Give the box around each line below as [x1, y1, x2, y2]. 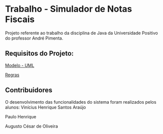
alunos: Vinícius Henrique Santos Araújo [5, 104, 86, 110]
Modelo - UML [5, 62, 34, 68]
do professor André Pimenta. [5, 35, 64, 41]
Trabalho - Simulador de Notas [5, 3, 132, 15]
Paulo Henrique [5, 113, 37, 119]
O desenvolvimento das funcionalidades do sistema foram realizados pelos [5, 99, 157, 105]
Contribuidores [5, 86, 52, 94]
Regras [5, 72, 20, 78]
